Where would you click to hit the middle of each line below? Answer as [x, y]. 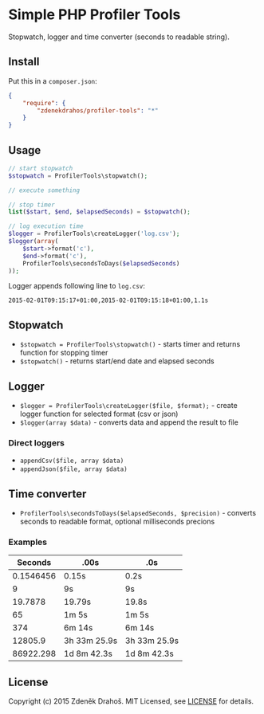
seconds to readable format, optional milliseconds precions [117, 522]
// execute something [44, 190]
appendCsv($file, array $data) [72, 461]
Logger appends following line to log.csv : [77, 286]
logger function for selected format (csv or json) [99, 414]
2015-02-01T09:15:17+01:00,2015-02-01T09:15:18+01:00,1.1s [108, 300]
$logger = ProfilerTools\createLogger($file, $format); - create [128, 406]
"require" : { [44, 103]
